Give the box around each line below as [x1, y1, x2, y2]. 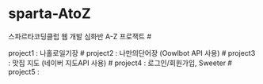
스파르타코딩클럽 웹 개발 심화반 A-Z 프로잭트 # [8, 31, 152, 41]
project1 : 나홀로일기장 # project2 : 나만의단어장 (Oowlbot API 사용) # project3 [8, 48, 256, 57]
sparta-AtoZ [8, 5, 91, 23]
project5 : [8, 67, 40, 76]
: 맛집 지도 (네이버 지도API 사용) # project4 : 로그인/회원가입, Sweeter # [8, 58, 232, 68]
